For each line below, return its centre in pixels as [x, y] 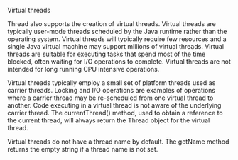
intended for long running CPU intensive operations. [83, 69]
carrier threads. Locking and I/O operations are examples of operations [112, 90]
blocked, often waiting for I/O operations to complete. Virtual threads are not [119, 62]
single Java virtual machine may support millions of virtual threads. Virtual [116, 46]
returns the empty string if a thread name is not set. [83, 149]
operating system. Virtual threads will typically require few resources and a [117, 39]
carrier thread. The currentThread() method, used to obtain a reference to [115, 113]
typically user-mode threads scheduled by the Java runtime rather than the [117, 32]
